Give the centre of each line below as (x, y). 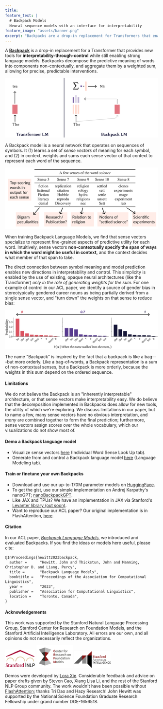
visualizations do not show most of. (40, 430)
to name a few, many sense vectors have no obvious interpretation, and (76, 415)
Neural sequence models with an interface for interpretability (76, 26)
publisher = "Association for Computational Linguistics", (73, 592)
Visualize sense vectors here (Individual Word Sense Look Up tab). (79, 452)
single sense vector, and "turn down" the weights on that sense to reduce (79, 298)
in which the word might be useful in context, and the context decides (76, 253)
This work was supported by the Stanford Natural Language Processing (77, 623)
